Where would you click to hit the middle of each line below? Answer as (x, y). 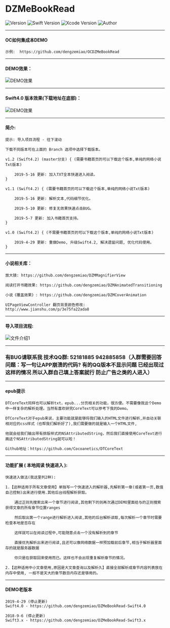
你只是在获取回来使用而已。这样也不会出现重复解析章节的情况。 (71, 558)
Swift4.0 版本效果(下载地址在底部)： (43, 98)
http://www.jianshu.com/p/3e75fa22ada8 (47, 309)
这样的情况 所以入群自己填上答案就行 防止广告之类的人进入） (79, 372)
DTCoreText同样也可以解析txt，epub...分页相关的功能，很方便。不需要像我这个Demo (83, 403)
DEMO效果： (19, 68)
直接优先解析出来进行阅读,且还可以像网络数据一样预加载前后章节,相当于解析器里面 (88, 543)
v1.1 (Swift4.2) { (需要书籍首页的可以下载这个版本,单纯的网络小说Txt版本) (78, 189)
